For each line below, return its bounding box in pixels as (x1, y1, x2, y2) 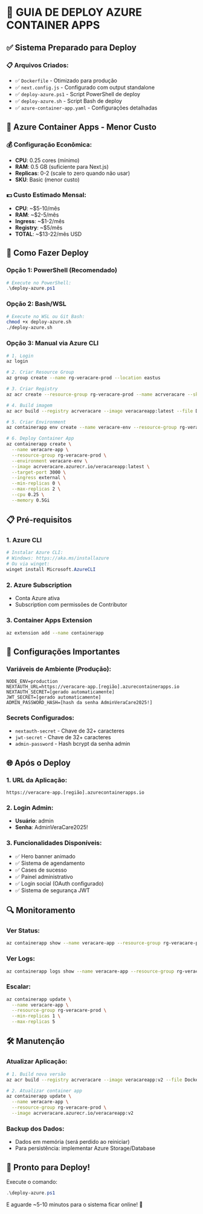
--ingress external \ (11, 475, 66, 481)
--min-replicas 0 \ (11, 480, 61, 486)
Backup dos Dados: (6, 1124, 65, 1133)
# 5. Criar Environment (6, 419, 66, 425)
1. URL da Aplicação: (6, 775, 68, 784)
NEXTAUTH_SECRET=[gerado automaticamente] (6, 689, 115, 695)
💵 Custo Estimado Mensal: (6, 191, 86, 199)
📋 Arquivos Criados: (6, 60, 69, 69)
